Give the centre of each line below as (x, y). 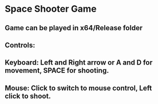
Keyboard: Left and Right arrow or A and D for (79, 63)
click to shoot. (28, 96)
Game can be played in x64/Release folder (74, 28)
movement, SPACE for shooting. (57, 70)
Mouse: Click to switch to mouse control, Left (78, 88)
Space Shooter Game (51, 9)
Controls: (20, 45)
